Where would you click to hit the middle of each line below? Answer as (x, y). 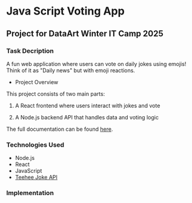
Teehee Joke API (36, 178)
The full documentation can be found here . (60, 129)
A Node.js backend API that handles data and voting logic (87, 117)
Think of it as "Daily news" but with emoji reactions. (71, 70)
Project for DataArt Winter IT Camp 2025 (85, 34)
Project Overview (37, 82)
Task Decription (30, 51)
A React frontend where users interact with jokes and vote (88, 105)
